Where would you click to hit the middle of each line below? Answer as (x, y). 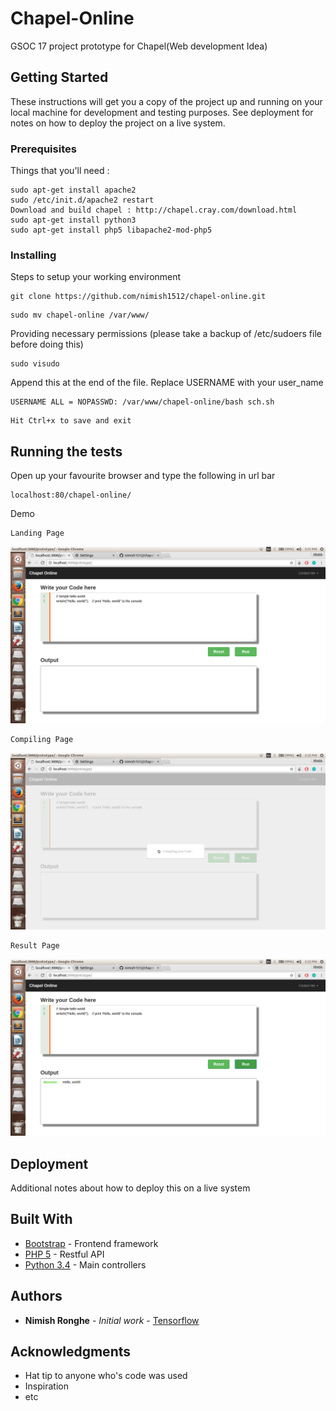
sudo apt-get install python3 (73, 220)
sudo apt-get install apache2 (73, 190)
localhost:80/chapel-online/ (71, 495)
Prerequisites (43, 149)
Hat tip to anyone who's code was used (106, 1376)
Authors (36, 1296)
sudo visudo (35, 364)
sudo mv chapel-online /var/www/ (80, 315)
